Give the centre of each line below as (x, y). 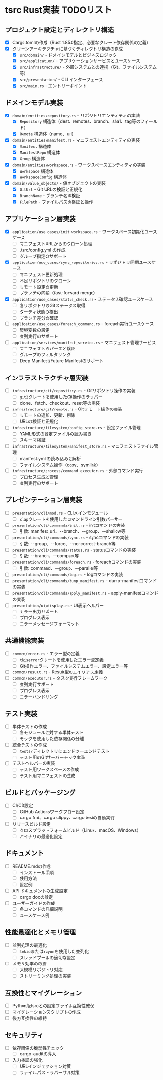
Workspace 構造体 (36, 171)
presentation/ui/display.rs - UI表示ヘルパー (58, 605)
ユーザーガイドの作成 (34, 903)
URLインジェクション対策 (45, 1066)
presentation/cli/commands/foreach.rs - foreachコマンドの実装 (77, 562)
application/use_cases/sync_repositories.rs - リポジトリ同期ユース (82, 262)
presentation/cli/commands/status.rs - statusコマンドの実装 (74, 550)
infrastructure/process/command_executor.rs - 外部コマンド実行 (78, 470)
